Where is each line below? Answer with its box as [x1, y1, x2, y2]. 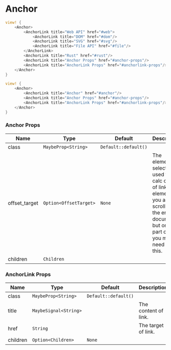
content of [138, 307, 164, 314]
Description [138, 284, 168, 291]
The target [138, 322, 164, 329]
